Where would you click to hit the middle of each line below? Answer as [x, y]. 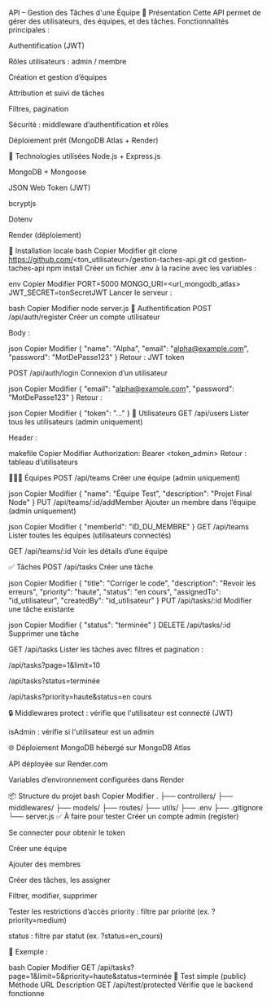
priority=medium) [38, 920]
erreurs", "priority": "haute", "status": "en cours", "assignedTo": [115, 592]
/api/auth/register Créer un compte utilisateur [84, 317]
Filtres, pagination [39, 109]
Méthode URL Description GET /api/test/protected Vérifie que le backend [131, 985]
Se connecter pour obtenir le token [67, 832]
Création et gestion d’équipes [58, 77]
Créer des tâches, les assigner [60, 880]
